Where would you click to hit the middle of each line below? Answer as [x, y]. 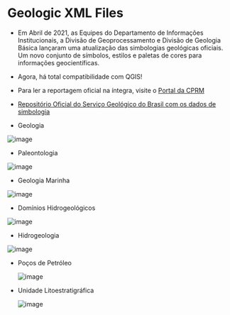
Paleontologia [38, 153]
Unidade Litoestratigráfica [56, 290]
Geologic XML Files [66, 13]
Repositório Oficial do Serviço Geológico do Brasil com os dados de [117, 104]
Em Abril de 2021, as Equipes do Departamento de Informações [110, 33]
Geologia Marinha [44, 180]
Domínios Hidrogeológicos [56, 208]
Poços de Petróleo [45, 262]
